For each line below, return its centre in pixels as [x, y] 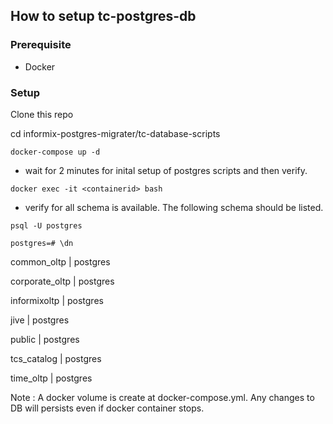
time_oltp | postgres [51, 378]
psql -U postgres [46, 225]
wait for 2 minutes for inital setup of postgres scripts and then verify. [166, 170]
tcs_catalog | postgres [56, 358]
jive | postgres [40, 320]
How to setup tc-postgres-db [103, 16]
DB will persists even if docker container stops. [107, 408]
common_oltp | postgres [60, 261]
